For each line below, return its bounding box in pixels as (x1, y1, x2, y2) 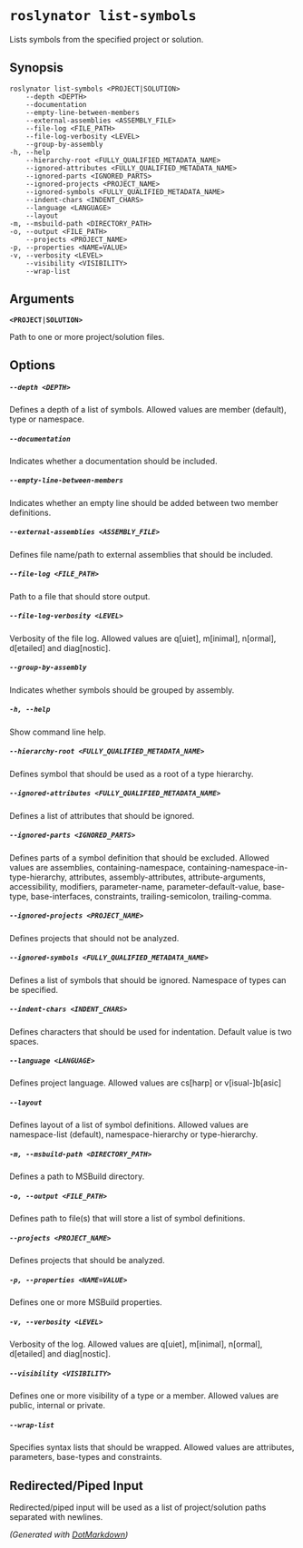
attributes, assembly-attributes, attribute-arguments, (69, 871, 266, 882)
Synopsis (9, 60, 64, 75)
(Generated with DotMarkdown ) (9, 1529, 129, 1540)
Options (9, 357, 56, 373)
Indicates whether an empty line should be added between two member (9, 497, 279, 508)
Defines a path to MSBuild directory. (9, 1171, 145, 1182)
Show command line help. (9, 726, 106, 737)
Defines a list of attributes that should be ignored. (9, 810, 195, 821)
